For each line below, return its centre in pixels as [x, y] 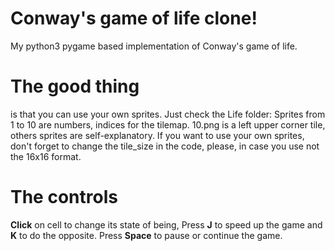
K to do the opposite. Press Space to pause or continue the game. [146, 235]
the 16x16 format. [46, 156]
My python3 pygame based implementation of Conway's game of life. [154, 46]
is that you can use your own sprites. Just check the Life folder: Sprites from [168, 114]
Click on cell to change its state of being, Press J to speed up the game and [166, 224]
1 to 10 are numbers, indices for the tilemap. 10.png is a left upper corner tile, [168, 124]
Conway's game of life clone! [134, 18]
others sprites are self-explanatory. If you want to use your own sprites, [157, 135]
